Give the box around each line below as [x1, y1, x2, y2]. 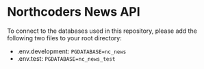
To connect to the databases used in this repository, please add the [7, 27, 197, 35]
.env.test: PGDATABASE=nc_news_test [16, 54, 116, 62]
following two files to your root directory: [7, 33, 122, 42]
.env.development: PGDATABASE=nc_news [16, 47, 127, 55]
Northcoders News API [7, 4, 140, 20]
